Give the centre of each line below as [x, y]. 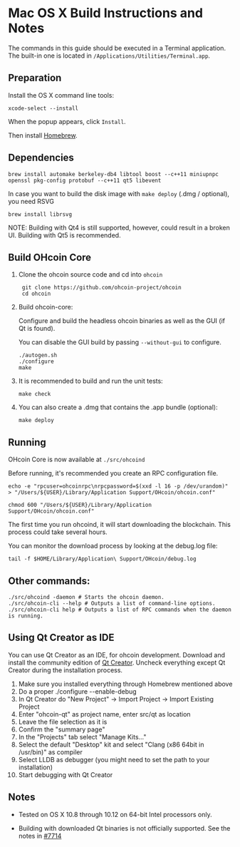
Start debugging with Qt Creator [66, 774]
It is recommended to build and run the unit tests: [90, 381]
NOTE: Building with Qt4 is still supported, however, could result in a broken [119, 227]
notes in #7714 [40, 836]
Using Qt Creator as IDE [61, 638]
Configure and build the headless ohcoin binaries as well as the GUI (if [121, 321]
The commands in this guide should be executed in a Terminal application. [117, 48]
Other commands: [49, 581]
